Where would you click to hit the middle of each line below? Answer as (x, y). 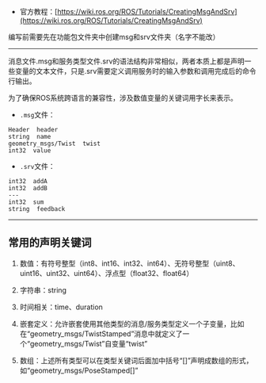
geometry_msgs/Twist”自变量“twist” (89, 343)
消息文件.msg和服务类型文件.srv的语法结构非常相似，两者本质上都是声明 (127, 61)
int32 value (30, 151)
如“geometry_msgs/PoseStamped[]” (79, 370)
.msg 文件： (37, 115)
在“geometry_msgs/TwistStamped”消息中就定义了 (101, 333)
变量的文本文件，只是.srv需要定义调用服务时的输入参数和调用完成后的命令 (135, 71)
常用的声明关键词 (50, 243)
